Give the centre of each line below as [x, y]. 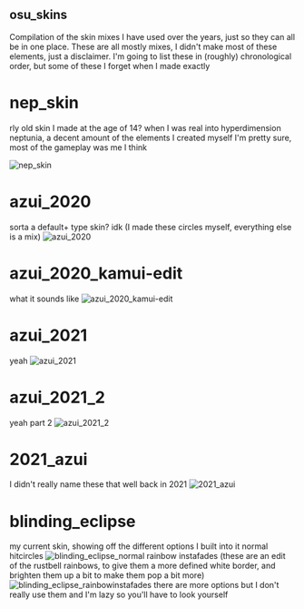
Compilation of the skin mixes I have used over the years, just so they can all [152, 36]
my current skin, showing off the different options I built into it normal [139, 546]
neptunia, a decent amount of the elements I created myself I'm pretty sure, [151, 137]
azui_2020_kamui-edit [96, 273]
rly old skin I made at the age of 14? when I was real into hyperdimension [145, 127]
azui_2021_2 [58, 397]
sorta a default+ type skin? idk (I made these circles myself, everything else [151, 227]
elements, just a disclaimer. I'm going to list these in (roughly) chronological [151, 56]
